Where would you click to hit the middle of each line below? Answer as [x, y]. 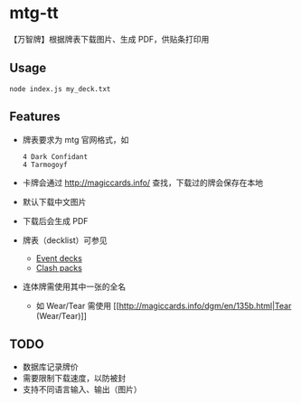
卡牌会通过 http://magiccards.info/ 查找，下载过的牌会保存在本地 [143, 183]
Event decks [59, 258]
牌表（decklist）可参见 [65, 240]
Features [35, 117]
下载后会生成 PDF [55, 220]
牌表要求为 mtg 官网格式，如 [75, 139]
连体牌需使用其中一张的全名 [74, 286]
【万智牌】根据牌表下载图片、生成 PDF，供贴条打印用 [109, 39]
